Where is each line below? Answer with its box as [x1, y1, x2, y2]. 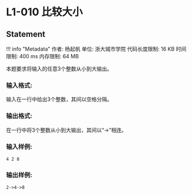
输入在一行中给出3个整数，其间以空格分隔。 [6, 96, 113, 103]
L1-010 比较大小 [6, 5, 83, 19]
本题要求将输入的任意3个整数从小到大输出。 [6, 65, 113, 72]
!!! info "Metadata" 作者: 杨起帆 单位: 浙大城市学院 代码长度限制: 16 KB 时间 [6, 45, 187, 52]
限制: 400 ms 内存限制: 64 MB [6, 53, 79, 59]
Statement [6, 29, 46, 39]
